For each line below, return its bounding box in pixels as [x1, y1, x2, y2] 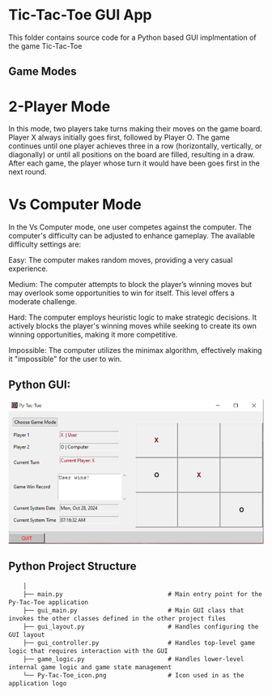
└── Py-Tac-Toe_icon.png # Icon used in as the [23, 671, 244, 679]
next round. [8, 167, 47, 177]
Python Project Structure [8, 560, 137, 574]
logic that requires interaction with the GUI [8, 647, 168, 655]
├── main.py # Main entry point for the [23, 590, 263, 598]
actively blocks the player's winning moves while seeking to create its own [8, 321, 257, 331]
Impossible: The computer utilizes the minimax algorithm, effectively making [8, 346, 262, 355]
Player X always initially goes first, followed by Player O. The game [8, 132, 231, 143]
